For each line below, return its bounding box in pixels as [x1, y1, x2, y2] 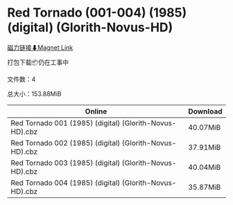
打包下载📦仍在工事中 [7, 57, 69, 66]
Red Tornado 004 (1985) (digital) [10, 178, 121, 188]
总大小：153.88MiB [7, 89, 62, 98]
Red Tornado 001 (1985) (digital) [10, 118, 121, 127]
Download [188, 106, 223, 116]
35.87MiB [188, 182, 221, 192]
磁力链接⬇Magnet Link [7, 43, 74, 51]
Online [85, 106, 107, 116]
